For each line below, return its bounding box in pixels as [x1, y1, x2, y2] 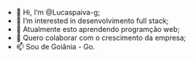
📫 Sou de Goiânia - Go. [15, 42, 95, 51]
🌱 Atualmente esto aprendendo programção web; [15, 25, 180, 33]
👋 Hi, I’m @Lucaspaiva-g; [15, 8, 101, 17]
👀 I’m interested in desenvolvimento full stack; [15, 16, 169, 26]
